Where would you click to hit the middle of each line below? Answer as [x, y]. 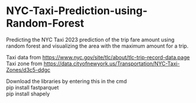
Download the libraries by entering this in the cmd [67, 81]
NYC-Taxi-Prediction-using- [77, 11]
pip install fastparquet [32, 87]
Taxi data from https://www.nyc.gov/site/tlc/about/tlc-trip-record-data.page [98, 57]
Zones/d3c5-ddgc [28, 69]
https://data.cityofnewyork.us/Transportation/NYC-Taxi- [112, 64]
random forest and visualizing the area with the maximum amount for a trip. [97, 46]
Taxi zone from [24, 64]
